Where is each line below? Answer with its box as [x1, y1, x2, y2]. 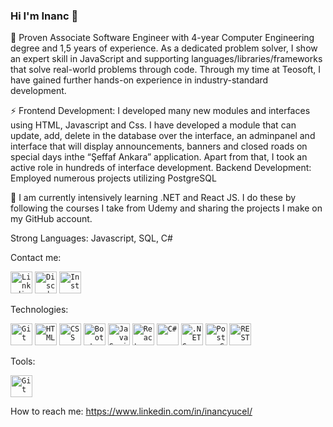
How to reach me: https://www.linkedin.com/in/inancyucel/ [10, 405, 253, 418]
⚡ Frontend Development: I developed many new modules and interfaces [10, 105, 311, 117]
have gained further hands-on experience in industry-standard [10, 74, 269, 86]
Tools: [10, 355, 36, 368]
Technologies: [10, 304, 69, 316]
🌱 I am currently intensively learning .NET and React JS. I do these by [10, 192, 297, 204]
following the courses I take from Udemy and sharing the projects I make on [10, 202, 323, 214]
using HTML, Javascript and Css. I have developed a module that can [10, 119, 297, 131]
